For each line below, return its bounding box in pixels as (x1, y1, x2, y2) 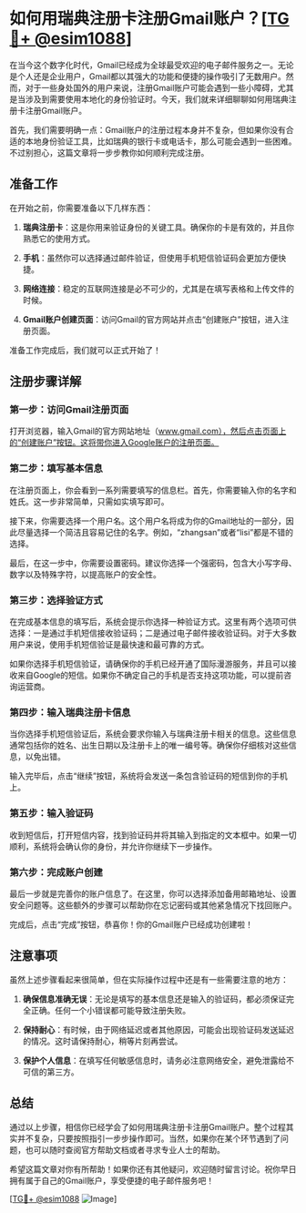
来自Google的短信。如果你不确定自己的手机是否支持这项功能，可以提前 (16, 670, 284, 681)
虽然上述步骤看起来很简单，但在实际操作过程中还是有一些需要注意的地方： (9, 973, 289, 984)
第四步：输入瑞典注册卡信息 (9, 706, 131, 719)
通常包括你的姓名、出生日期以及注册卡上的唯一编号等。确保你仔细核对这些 (9, 739, 289, 751)
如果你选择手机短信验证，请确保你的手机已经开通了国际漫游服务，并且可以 (9, 658, 289, 669)
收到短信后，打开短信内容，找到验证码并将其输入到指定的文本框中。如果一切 (9, 830, 297, 841)
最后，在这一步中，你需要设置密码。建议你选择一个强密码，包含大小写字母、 (9, 557, 297, 568)
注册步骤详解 (9, 374, 82, 390)
